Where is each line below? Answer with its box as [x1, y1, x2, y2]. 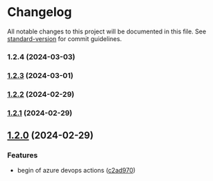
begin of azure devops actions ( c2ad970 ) [17, 166, 136, 175]
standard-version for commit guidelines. [7, 34, 122, 42]
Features [7, 150, 38, 160]
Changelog [7, 4, 72, 20]
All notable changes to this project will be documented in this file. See [7, 27, 207, 36]
